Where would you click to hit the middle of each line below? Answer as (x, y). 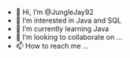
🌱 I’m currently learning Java (62, 29)
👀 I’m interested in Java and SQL (69, 20)
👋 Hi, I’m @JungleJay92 (54, 12)
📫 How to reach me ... (52, 46)
